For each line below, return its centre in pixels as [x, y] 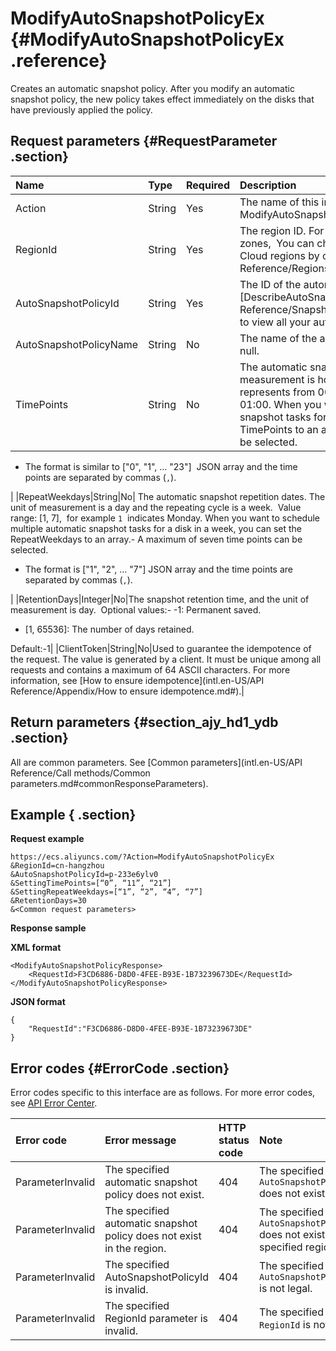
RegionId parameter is [156, 1319]
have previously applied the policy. [81, 109]
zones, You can [277, 243]
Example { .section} [73, 814]
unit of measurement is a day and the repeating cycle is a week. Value [156, 507]
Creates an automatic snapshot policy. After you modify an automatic [152, 88]
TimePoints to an [279, 429]
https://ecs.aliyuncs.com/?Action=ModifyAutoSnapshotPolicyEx [142, 857]
